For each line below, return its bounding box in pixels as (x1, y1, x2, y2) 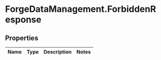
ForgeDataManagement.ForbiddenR (5, 3, 157, 15)
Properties (5, 34, 39, 42)
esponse (5, 14, 41, 25)
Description (43, 49, 72, 55)
